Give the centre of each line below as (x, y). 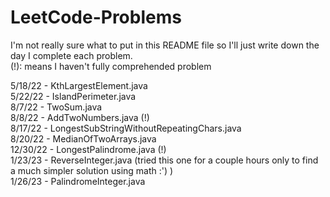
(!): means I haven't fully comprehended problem (111, 66)
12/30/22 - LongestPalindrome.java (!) (88, 149)
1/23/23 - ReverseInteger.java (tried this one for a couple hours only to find (164, 160)
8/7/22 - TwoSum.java (56, 107)
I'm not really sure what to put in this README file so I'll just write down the (165, 45)
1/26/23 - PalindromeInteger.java (78, 181)
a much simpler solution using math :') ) (92, 170)
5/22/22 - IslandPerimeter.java (73, 96)
